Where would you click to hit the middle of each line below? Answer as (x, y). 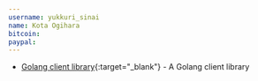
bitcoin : (24, 33)
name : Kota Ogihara (44, 26)
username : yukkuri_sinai (54, 17)
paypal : (23, 42)
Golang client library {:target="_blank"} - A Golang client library (135, 67)
